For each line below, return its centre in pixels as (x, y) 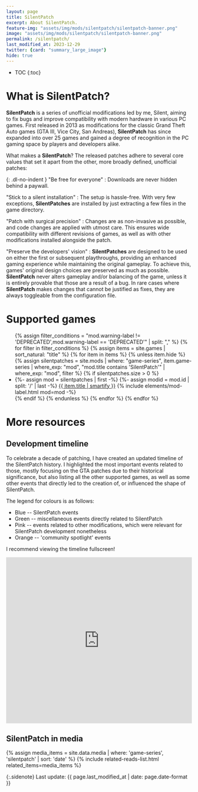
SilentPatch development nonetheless (61, 531)
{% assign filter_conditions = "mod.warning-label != (77, 335)
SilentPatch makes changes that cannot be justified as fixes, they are (90, 289)
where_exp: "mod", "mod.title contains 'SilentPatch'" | (100, 367)
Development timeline (47, 444)
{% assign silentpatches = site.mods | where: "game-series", (89, 360)
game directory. (25, 210)
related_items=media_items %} (44, 765)
